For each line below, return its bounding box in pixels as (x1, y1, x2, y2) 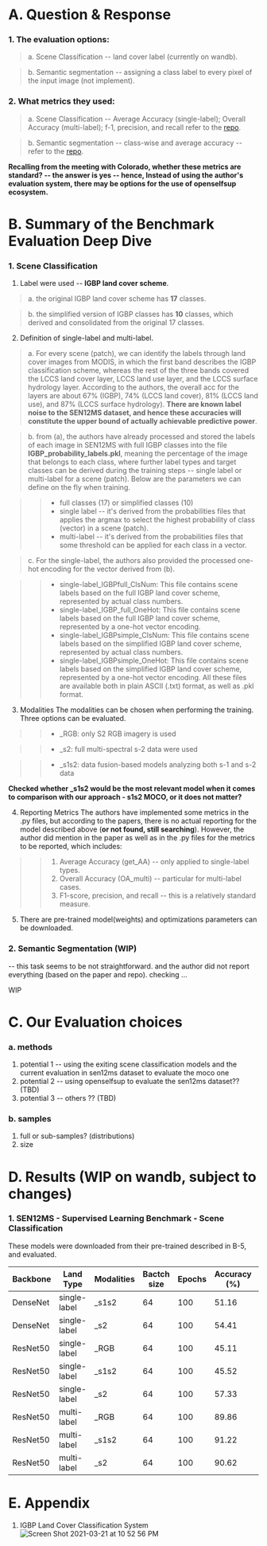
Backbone (12, 1273, 52, 1284)
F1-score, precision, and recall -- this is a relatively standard (59, 890, 257, 901)
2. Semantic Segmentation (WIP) (8, 943, 137, 954)
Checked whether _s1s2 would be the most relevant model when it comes (8, 784, 256, 793)
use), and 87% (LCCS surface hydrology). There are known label (27, 400, 242, 409)
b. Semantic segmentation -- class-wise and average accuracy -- (27, 138, 242, 147)
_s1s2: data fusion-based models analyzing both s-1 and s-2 (59, 760, 257, 769)
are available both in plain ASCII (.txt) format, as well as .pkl (59, 681, 254, 691)
